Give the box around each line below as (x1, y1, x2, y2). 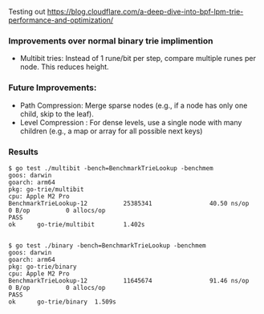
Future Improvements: (8, 82, 97, 93)
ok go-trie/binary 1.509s (8, 297, 116, 306)
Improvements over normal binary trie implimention (8, 35, 214, 47)
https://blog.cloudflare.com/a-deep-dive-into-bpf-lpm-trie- (47, 7, 244, 16)
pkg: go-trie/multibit (8, 185, 84, 194)
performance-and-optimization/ (8, 15, 114, 25)
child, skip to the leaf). (19, 108, 94, 119)
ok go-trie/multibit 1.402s (8, 220, 146, 228)
